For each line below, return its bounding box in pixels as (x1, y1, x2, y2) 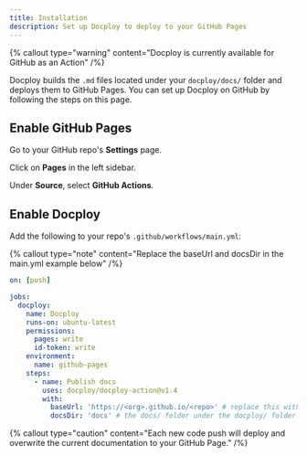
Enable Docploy (9, 207, 101, 222)
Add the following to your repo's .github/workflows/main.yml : (9, 230, 242, 242)
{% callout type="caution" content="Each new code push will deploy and (9, 428, 286, 439)
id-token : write (33, 344, 96, 353)
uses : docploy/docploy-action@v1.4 (42, 386, 178, 395)
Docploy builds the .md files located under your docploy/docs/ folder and (9, 74, 282, 85)
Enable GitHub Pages (9, 120, 132, 135)
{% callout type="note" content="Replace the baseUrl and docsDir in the (9, 249, 284, 260)
